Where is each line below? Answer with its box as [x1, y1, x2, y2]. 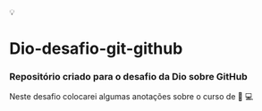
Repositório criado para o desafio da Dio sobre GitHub [9, 71, 248, 83]
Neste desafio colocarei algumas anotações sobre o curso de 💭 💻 [9, 91, 253, 102]
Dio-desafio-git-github [9, 38, 183, 59]
